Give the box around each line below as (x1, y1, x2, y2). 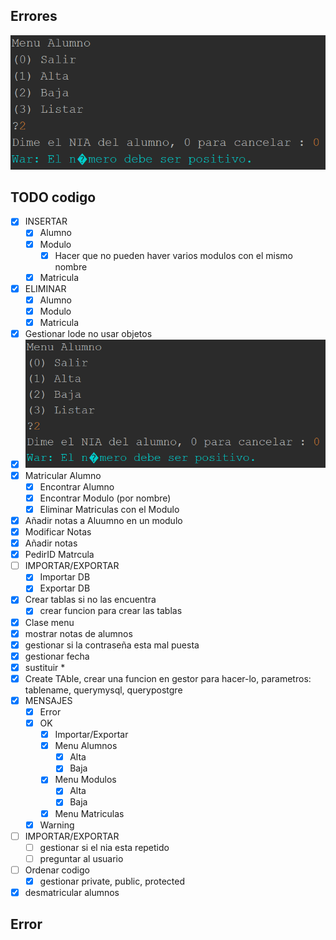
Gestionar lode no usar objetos (24, 327, 153, 339)
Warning (39, 819, 75, 831)
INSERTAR (24, 215, 68, 228)
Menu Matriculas (54, 807, 125, 819)
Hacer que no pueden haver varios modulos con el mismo (54, 249, 294, 261)
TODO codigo (10, 189, 97, 206)
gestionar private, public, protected (39, 875, 185, 887)
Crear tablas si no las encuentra (24, 594, 157, 606)
